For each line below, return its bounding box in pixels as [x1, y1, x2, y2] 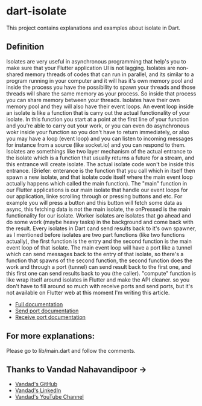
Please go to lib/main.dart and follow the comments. [6, 347, 136, 354]
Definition [6, 42, 44, 52]
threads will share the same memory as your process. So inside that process [6, 89, 197, 97]
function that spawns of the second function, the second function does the [6, 257, 193, 264]
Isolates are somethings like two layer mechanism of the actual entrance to [6, 147, 192, 155]
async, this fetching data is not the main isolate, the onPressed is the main [6, 205, 191, 213]
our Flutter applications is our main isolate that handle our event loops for [6, 186, 188, 193]
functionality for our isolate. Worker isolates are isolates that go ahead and [6, 211, 192, 219]
